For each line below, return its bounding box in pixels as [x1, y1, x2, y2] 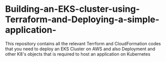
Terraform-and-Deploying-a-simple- [5, 14, 160, 25]
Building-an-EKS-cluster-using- [5, 3, 140, 15]
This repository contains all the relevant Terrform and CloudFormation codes [5, 40, 161, 46]
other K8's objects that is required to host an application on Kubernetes [5, 51, 151, 57]
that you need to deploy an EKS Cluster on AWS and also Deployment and [5, 46, 156, 52]
